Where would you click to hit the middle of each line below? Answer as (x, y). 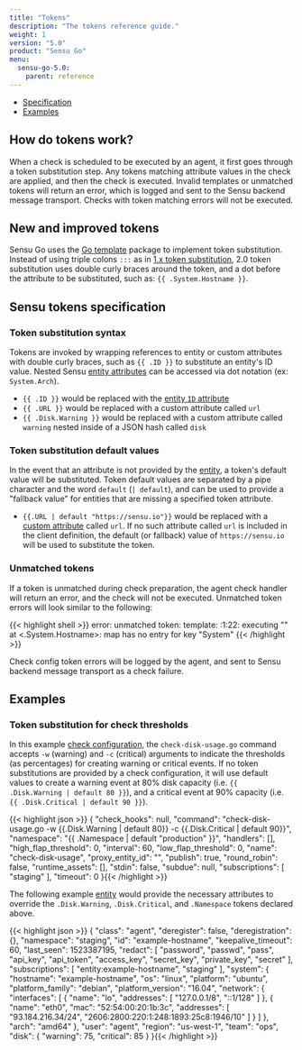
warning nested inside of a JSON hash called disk (114, 427)
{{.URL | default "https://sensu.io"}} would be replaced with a (145, 516)
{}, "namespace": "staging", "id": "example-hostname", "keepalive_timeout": (151, 940)
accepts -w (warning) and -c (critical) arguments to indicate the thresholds (147, 754)
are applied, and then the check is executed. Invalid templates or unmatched (151, 180)
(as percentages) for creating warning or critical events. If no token (134, 763)
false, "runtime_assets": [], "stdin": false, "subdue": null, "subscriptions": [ (147, 867)
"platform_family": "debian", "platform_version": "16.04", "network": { (137, 989)
